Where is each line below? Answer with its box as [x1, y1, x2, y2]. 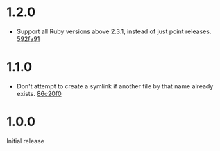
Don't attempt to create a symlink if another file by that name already [16, 81, 214, 90]
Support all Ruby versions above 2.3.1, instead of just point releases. [16, 27, 212, 35]
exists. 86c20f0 [16, 89, 62, 97]
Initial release [6, 136, 44, 145]
